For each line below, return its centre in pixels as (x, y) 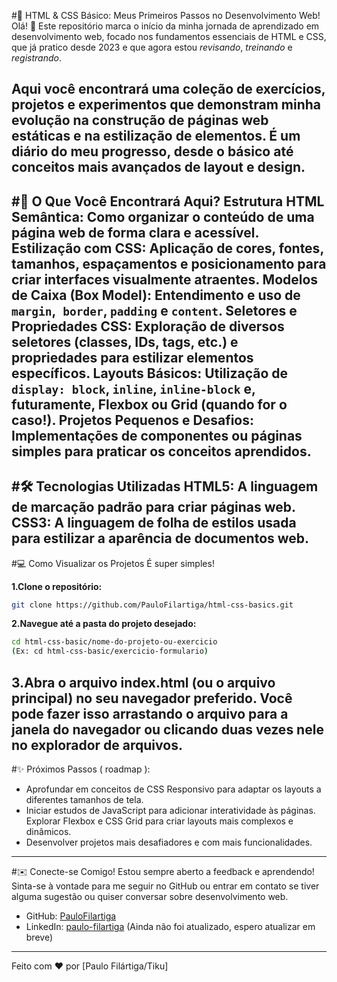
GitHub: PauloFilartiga (71, 916)
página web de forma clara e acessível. (135, 232)
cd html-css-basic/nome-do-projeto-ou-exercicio (114, 642)
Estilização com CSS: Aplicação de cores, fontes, (167, 248)
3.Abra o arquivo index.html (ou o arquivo (143, 682)
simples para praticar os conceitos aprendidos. (161, 451)
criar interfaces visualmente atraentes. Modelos (165, 279)
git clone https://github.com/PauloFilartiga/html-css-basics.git (152, 605)
